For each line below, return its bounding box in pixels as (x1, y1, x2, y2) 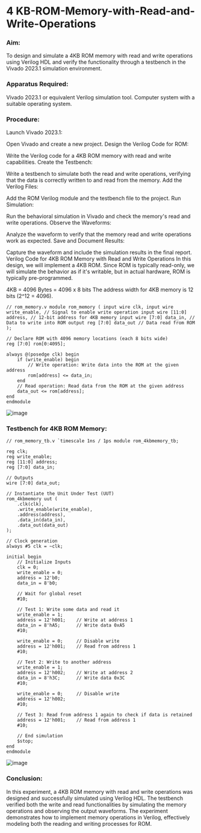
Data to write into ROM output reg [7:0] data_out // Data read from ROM (6, 320, 196, 326)
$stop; (17, 739, 34, 745)
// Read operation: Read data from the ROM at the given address (17, 383, 185, 389)
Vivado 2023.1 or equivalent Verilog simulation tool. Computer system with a (6, 93, 195, 101)
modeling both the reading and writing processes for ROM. (6, 820, 152, 827)
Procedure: (6, 115, 40, 123)
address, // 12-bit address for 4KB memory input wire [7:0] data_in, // (6, 315, 196, 321)
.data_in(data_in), (17, 517, 66, 523)
